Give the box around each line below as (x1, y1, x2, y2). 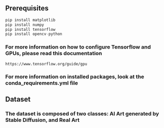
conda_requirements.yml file (5, 79, 78, 87)
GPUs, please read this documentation (5, 50, 103, 57)
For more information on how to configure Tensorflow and (5, 44, 151, 51)
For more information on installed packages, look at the (5, 73, 145, 80)
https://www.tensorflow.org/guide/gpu (5, 61, 87, 66)
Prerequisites (5, 4, 49, 13)
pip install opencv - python (5, 31, 62, 37)
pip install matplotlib (5, 17, 56, 22)
